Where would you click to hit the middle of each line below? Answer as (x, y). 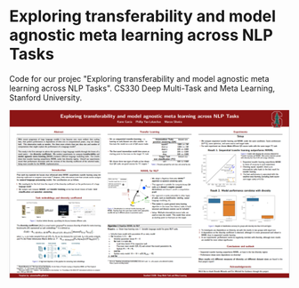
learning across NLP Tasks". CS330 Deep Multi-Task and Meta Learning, (142, 88)
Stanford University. (46, 97)
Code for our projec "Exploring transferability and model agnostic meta (139, 78)
